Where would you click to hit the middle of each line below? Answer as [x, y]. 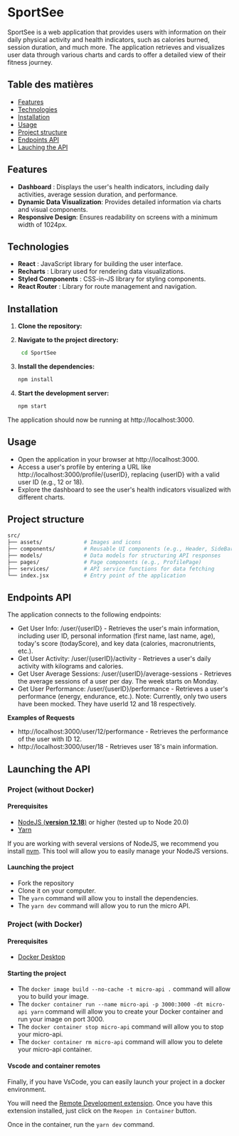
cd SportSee [39, 353]
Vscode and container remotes [54, 1066]
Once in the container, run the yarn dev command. [81, 1124]
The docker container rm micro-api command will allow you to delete [120, 1042]
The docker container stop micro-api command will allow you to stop [121, 1027]
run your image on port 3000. [61, 1019]
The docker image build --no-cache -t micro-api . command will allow [124, 989]
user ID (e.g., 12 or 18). [51, 482]
